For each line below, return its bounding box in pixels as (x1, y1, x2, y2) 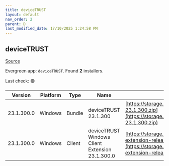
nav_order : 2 (5, 17, 33, 22)
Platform (40, 92, 61, 99)
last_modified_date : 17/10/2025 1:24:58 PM (5, 26, 98, 31)
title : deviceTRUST (5, 7, 46, 13)
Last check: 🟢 (5, 77, 35, 84)
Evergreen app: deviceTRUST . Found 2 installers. (5, 67, 104, 73)
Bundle (66, 109, 83, 116)
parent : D (5, 21, 26, 27)
